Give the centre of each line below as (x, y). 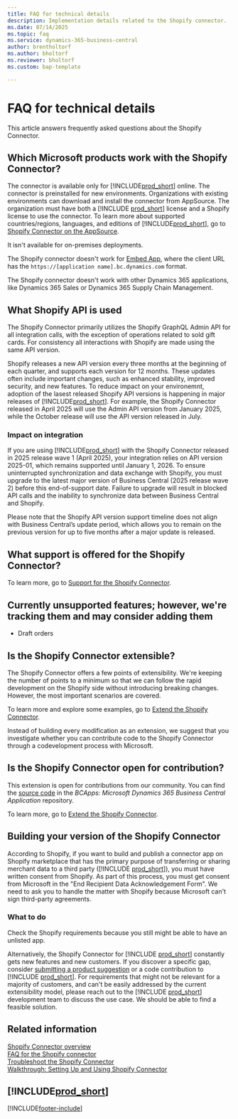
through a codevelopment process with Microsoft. (81, 745)
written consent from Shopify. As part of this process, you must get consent (119, 876)
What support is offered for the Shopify (96, 554)
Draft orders (36, 633)
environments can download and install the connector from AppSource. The (118, 201)
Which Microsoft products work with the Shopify (118, 157)
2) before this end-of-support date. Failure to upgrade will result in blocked (117, 488)
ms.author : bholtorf (38, 54)
